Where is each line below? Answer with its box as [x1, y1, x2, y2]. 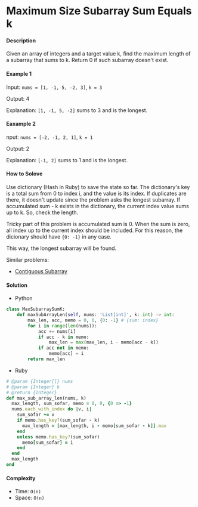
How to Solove [6, 170, 43, 177]
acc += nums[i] [38, 328, 76, 335]
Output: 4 [6, 95, 30, 102]
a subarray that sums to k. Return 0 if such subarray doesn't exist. [6, 57, 169, 64]
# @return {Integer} [6, 389, 58, 395]
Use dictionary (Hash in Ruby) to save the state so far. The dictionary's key [6, 184, 190, 190]
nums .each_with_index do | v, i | [11, 406, 92, 412]
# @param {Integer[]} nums [6, 378, 73, 384]
